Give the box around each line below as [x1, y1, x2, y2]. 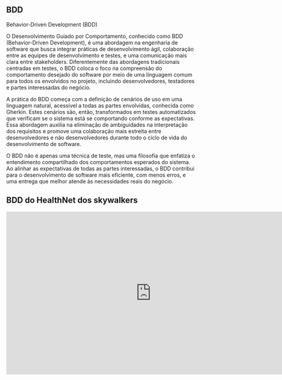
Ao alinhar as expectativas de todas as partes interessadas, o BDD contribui [6, 165, 195, 172]
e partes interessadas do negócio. [6, 84, 92, 91]
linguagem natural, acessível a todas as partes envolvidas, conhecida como [6, 102, 194, 109]
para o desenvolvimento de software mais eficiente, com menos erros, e [6, 171, 186, 179]
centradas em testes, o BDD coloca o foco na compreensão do [6, 65, 163, 72]
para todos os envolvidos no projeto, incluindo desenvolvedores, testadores [6, 77, 195, 84]
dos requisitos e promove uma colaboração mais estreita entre [6, 127, 161, 135]
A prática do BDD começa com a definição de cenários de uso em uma [6, 95, 183, 103]
